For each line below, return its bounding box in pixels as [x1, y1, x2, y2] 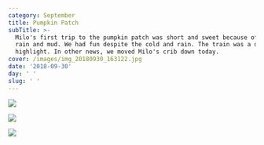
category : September [8, 11, 76, 20]
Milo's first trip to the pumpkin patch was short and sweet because [15, 33, 247, 42]
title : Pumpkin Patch [8, 19, 79, 27]
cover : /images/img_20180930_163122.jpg [8, 56, 143, 63]
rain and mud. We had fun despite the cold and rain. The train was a [15, 41, 251, 49]
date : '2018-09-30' [8, 63, 72, 71]
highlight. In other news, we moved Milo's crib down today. [15, 48, 220, 56]
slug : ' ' [8, 77, 41, 85]
